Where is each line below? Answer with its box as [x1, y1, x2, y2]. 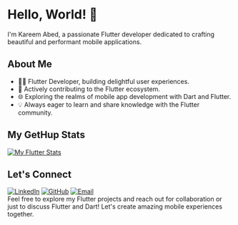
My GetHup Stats [7, 129, 86, 141]
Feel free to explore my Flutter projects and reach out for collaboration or [7, 195, 223, 204]
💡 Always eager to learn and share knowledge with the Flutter [17, 100, 200, 109]
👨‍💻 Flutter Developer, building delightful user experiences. [17, 77, 189, 85]
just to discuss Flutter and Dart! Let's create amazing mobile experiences [7, 202, 223, 211]
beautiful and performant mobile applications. [7, 37, 142, 46]
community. [17, 108, 53, 117]
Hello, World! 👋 [7, 6, 98, 23]
